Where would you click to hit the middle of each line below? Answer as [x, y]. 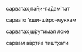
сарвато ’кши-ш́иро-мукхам [41, 20]
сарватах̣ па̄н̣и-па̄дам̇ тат [38, 9]
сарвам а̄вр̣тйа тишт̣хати [37, 43]
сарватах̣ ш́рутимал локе [37, 31]
